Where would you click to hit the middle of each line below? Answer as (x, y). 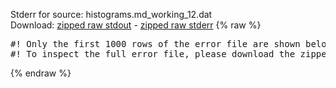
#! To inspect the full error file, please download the (153, 54)
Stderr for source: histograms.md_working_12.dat (111, 14)
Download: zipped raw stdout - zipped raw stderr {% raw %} (136, 25)
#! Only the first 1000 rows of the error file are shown (155, 44)
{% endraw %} (41, 73)
